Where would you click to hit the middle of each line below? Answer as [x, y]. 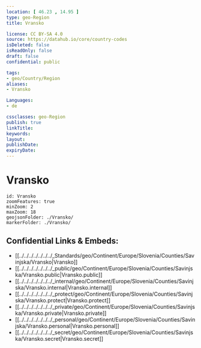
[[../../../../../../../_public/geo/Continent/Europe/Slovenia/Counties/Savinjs [104, 268]
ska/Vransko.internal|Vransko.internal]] [63, 287]
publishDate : [22, 145]
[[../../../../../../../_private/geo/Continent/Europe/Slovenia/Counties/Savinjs [105, 306]
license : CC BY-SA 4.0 [34, 34]
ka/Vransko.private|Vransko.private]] [61, 313]
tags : [13, 73]
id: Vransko [21, 196]
